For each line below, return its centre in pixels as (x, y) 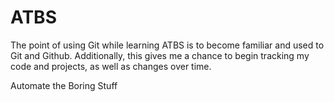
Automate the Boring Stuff (64, 85)
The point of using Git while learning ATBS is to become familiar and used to (167, 45)
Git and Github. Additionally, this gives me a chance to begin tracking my (160, 55)
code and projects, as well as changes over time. (111, 66)
